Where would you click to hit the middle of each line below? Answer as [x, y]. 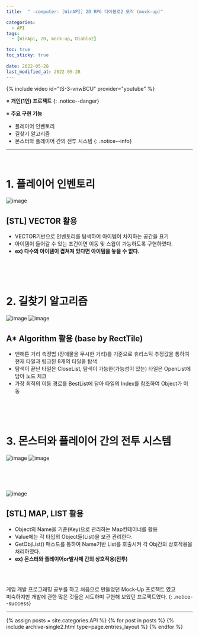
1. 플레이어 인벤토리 [51, 184]
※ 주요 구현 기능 [24, 113]
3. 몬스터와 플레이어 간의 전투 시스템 [89, 441]
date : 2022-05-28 [28, 66]
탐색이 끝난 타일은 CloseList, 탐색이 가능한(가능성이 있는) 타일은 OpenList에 [103, 369]
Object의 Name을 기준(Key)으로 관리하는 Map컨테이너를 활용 [86, 529]
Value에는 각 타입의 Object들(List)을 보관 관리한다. [74, 536]
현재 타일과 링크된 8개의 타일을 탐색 [56, 361]
